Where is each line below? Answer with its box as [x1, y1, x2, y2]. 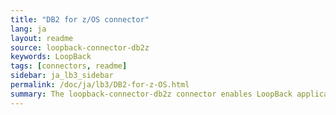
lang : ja [10, 24, 47, 34]
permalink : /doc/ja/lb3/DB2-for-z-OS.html [10, 80, 190, 90]
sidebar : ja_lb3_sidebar [10, 71, 114, 81]
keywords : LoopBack [10, 52, 92, 62]
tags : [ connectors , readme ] [10, 61, 128, 71]
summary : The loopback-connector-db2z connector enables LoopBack [10, 89, 293, 99]
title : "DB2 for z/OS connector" [10, 14, 150, 25]
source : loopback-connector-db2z [10, 42, 150, 53]
